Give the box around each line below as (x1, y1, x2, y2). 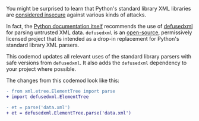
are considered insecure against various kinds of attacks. (6, 11, 147, 18)
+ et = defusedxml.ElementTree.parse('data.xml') (6, 110, 132, 116)
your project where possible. (6, 66, 76, 73)
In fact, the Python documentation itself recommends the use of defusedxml (6, 23, 193, 30)
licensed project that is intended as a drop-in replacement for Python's (6, 35, 179, 42)
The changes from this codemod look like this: (6, 77, 120, 84)
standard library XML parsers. (6, 41, 80, 48)
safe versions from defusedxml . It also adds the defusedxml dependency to (6, 59, 187, 66)
